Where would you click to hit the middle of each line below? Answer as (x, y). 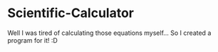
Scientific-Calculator (71, 13)
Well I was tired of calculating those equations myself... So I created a (109, 33)
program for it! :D (33, 40)
